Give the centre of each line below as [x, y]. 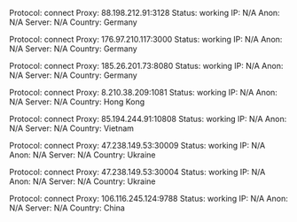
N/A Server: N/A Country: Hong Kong [77, 102]
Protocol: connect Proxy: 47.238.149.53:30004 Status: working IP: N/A [137, 172]
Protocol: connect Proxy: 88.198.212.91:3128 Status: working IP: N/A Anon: [145, 13]
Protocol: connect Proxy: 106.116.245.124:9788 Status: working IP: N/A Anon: [148, 199]
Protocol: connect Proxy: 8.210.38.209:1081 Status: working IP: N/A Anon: [143, 92]
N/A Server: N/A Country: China [67, 208]
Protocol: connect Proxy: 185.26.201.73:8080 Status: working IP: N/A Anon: [146, 66]
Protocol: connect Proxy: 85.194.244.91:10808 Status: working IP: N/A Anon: [148, 119]
